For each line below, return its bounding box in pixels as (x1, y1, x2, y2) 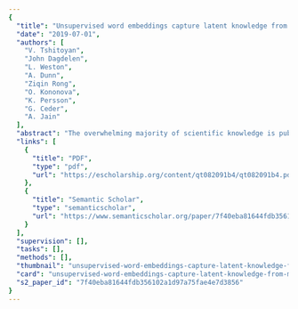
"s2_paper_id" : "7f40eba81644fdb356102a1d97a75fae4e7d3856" (16, 278, 244, 287)
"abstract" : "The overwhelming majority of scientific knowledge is (16, 129, 276, 138)
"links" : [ (16, 137, 57, 146)
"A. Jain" (24, 112, 61, 121)
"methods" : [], (16, 253, 73, 263)
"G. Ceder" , (24, 104, 68, 113)
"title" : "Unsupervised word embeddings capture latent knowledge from (16, 21, 288, 30)
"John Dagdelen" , (24, 54, 89, 63)
